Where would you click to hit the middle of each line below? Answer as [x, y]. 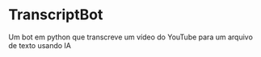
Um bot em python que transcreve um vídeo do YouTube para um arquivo [130, 37]
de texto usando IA [40, 45]
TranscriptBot [56, 15]
